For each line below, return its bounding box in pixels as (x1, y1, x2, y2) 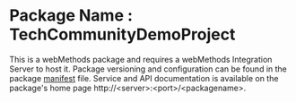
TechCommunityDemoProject (9, 24, 236, 45)
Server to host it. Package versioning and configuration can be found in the (9, 64, 287, 74)
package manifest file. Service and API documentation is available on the (9, 72, 279, 83)
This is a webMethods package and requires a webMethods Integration (9, 54, 273, 64)
